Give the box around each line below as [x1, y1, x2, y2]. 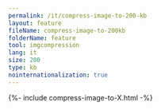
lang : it [8, 49, 37, 57]
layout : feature [8, 19, 62, 27]
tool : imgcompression [8, 41, 80, 49]
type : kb [8, 64, 37, 72]
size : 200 [8, 57, 41, 65]
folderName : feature [8, 33, 77, 42]
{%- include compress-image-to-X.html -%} [8, 92, 153, 102]
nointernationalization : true [8, 71, 109, 79]
